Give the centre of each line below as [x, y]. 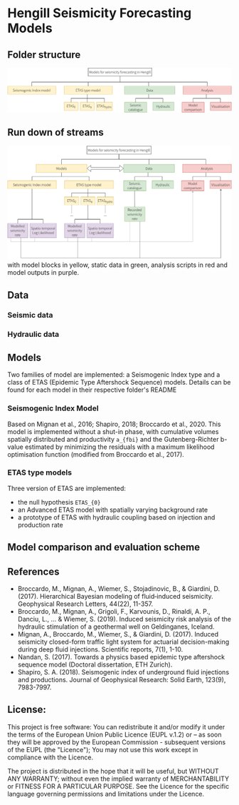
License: [27, 710]
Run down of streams [56, 132]
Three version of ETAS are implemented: [67, 488]
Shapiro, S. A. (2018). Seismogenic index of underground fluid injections [123, 672]
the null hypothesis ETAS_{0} [59, 502]
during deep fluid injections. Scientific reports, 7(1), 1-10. [100, 649]
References [33, 571]
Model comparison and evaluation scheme [104, 547]
